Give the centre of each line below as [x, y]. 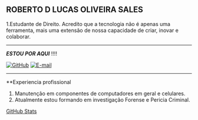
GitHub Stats [22, 111]
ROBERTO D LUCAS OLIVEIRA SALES [75, 10]
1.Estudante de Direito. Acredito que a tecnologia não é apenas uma [88, 24]
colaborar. [19, 36]
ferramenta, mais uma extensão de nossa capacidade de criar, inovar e [92, 30]
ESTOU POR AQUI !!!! [32, 53]
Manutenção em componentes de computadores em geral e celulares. [100, 93]
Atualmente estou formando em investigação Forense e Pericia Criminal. [102, 99]
